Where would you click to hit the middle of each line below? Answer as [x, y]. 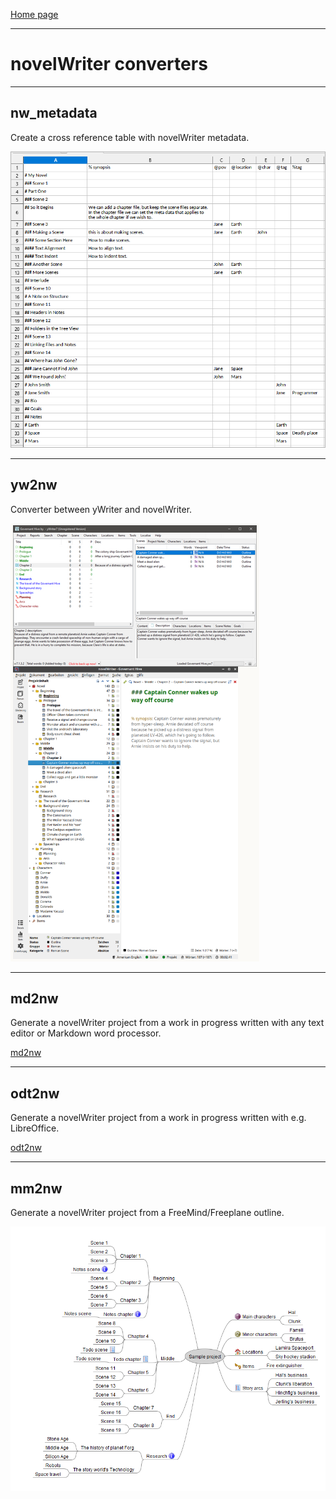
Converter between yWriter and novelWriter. [101, 509]
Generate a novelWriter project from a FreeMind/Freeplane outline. [147, 1213]
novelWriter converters [109, 64]
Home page [34, 14]
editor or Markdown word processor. [86, 1033]
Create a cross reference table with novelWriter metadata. [130, 137]
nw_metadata [54, 113]
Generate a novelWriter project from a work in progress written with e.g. [158, 1118]
